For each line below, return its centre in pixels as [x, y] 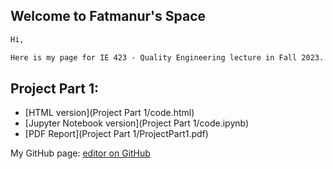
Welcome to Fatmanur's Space [108, 16]
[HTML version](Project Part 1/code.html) [109, 113]
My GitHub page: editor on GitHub [80, 153]
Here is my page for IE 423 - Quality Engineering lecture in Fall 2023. [167, 57]
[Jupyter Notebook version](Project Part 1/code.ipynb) [137, 123]
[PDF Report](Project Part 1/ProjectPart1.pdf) [116, 134]
